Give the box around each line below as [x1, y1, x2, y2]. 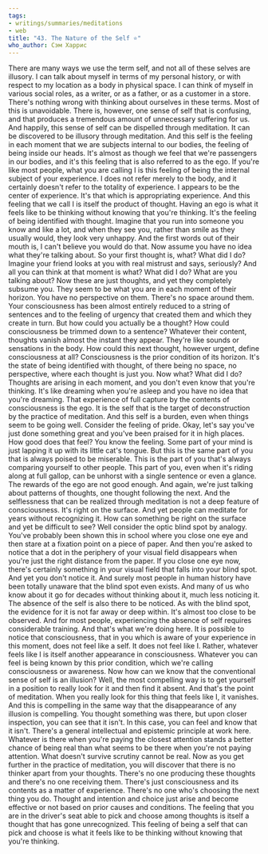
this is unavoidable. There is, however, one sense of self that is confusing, [8, 106, 251, 116]
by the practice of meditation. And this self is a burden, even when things [8, 412, 249, 421]
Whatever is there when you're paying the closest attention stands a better [8, 735, 254, 744]
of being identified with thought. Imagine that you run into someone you [8, 217, 244, 226]
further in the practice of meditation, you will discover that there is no [8, 760, 236, 770]
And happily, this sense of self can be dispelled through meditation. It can [8, 123, 250, 133]
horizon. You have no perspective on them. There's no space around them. [8, 293, 254, 302]
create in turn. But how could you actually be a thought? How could [8, 318, 230, 328]
